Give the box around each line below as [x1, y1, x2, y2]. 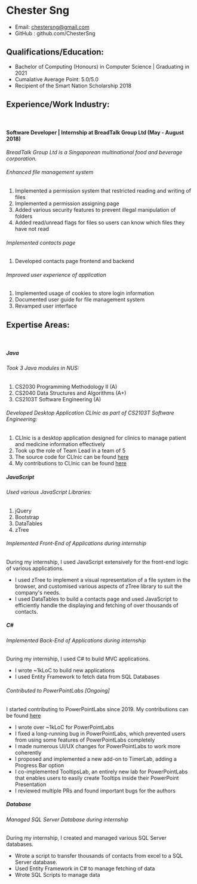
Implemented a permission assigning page [14, 200, 119, 207]
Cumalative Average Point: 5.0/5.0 [14, 75, 99, 83]
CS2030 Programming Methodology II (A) [14, 383, 118, 390]
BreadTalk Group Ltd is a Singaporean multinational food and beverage [6, 148, 183, 156]
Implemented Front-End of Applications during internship [6, 539, 147, 547]
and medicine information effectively [14, 440, 106, 447]
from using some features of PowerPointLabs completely [14, 736, 155, 743]
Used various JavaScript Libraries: [6, 488, 92, 495]
